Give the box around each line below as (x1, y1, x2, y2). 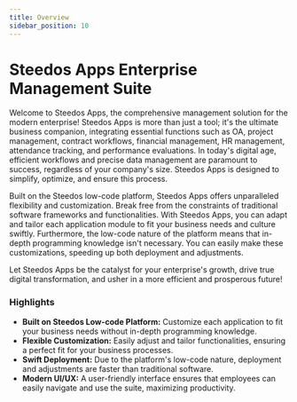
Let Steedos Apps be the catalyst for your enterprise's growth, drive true (9, 264, 275, 275)
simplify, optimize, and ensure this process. (9, 174, 168, 185)
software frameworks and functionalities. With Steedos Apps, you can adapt (9, 209, 288, 220)
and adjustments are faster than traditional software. (21, 363, 215, 374)
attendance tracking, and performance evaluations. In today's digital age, (9, 146, 277, 156)
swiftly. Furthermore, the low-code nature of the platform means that (9, 228, 261, 240)
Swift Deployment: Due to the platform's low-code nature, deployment (21, 354, 282, 365)
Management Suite (9, 78, 152, 99)
